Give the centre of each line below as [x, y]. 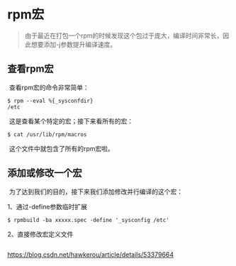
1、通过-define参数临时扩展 [47, 206]
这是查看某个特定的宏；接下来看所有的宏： [71, 121]
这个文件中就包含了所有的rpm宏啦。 [62, 148]
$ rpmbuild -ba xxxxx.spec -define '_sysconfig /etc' [89, 220]
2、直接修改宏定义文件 [40, 234]
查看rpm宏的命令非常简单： [49, 87]
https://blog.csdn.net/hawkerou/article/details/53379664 [91, 254]
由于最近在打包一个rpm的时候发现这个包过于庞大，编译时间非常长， [124, 35]
